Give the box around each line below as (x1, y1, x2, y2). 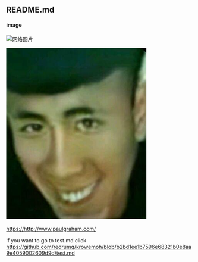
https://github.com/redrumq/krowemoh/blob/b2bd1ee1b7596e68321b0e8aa (6, 243, 192, 250)
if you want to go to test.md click (6, 236, 87, 244)
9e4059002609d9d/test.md (6, 249, 76, 257)
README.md (6, 5, 55, 15)
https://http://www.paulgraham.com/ (6, 225, 96, 232)
